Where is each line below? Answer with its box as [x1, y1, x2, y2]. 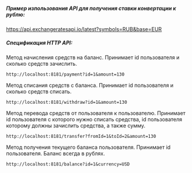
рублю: [6, 11, 25, 18]
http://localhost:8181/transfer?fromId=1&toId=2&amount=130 [6, 133, 157, 139]
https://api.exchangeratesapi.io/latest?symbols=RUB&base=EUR [6, 25, 162, 32]
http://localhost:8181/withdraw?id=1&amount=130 [6, 99, 127, 105]
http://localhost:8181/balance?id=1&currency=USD [6, 161, 130, 167]
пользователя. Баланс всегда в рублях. [6, 150, 105, 157]
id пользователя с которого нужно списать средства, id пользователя [6, 116, 183, 123]
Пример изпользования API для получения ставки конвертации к [6, 5, 176, 12]
